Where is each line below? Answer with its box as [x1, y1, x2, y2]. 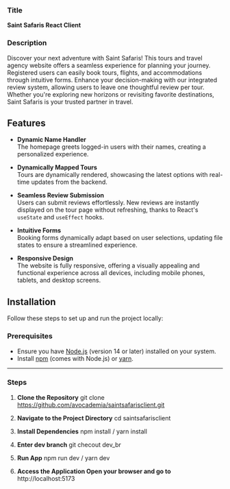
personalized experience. [16, 150, 89, 158]
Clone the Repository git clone [16, 393, 105, 401]
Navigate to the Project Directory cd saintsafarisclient [16, 414, 171, 422]
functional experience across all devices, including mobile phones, [16, 269, 205, 277]
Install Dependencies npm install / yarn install [16, 427, 147, 436]
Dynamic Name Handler [16, 136, 87, 144]
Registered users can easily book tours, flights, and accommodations [7, 68, 203, 77]
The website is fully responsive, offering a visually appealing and [16, 261, 200, 270]
